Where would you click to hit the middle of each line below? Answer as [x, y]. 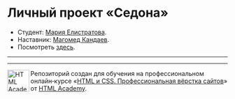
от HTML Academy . [59, 88]
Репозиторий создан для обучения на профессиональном [117, 73]
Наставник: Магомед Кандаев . [63, 39]
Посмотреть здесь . [46, 47]
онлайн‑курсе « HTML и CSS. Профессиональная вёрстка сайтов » [129, 81]
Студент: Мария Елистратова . [62, 32]
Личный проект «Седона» [88, 13]
